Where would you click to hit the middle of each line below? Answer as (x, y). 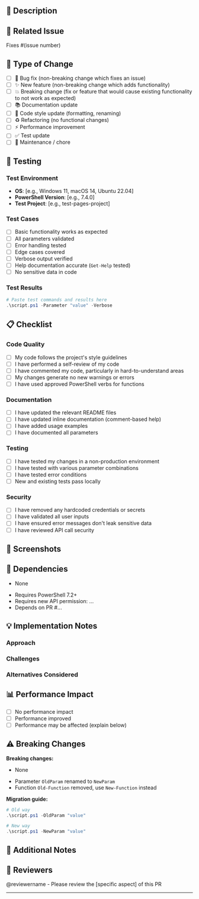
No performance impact (44, 711)
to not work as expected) (45, 98)
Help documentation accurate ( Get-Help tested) (73, 265)
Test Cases (23, 219)
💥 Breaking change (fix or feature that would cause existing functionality (103, 92)
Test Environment (32, 178)
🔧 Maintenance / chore (43, 142)
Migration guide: (27, 799)
